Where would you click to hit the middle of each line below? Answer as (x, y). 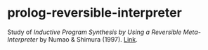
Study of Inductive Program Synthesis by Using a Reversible (95, 32)
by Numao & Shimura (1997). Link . (89, 39)
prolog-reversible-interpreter (95, 13)
